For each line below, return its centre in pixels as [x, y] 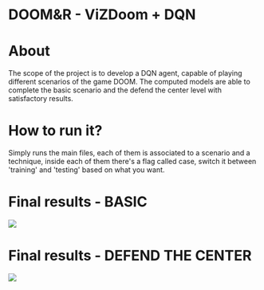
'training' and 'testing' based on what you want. [87, 170]
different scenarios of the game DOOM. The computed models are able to [130, 82]
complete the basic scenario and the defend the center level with [115, 90]
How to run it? [55, 131]
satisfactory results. [41, 99]
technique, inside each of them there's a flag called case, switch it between [132, 162]
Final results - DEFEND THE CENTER [130, 256]
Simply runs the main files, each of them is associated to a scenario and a [129, 153]
